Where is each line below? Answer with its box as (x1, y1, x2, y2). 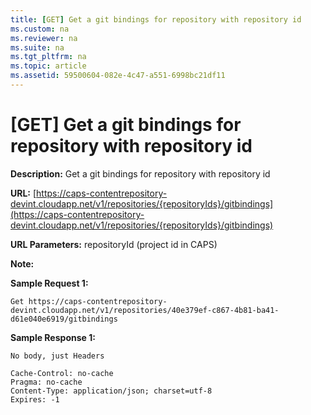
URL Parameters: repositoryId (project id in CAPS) (10, 238, 218, 250)
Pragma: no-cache (10, 377, 83, 387)
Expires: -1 (10, 394, 60, 405)
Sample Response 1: (10, 331, 96, 343)
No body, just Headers (10, 351, 105, 361)
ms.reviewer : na (10, 33, 78, 43)
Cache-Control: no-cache (10, 368, 114, 378)
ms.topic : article (10, 61, 87, 71)
